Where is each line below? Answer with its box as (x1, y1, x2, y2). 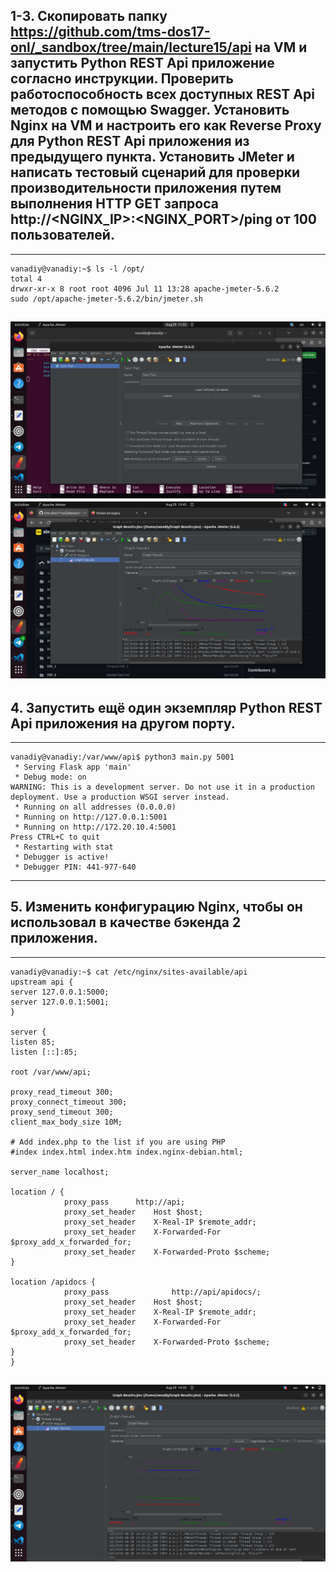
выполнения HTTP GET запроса (10, 195, 219, 213)
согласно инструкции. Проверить (10, 70, 234, 88)
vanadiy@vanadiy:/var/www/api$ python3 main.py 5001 (10, 752, 235, 763)
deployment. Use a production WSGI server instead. (10, 792, 230, 803)
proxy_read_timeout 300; (10, 1087, 114, 1097)
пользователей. (10, 227, 115, 244)
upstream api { (10, 977, 74, 987)
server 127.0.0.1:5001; (10, 997, 110, 1007)
